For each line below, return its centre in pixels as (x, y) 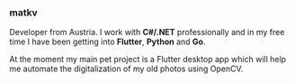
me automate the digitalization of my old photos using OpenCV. (126, 69)
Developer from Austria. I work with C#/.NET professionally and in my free (147, 32)
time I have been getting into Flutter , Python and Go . (107, 41)
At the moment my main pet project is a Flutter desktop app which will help (147, 60)
